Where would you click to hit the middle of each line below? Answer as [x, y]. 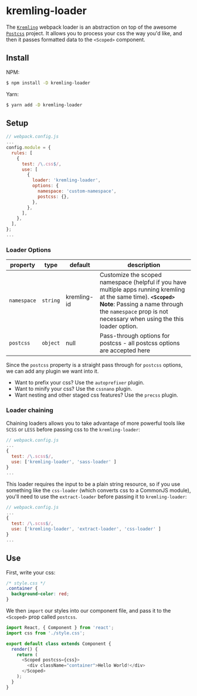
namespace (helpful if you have [143, 282]
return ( [27, 655]
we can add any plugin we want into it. [52, 371]
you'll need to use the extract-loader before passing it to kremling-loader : [96, 496]
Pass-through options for [135, 336]
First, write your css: [31, 572]
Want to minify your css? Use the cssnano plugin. [73, 389]
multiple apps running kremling [142, 290]
